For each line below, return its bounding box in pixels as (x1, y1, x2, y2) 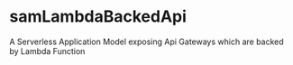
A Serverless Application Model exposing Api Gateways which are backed (9, 36, 284, 47)
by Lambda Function (9, 45, 86, 56)
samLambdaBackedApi (9, 6, 188, 27)
